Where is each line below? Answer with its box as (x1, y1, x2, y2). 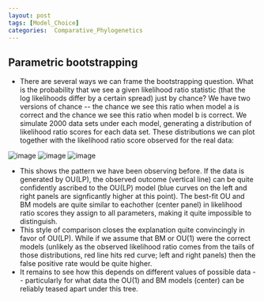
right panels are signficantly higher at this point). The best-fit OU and (19, 192, 245, 201)
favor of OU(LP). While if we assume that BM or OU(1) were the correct (19, 234, 251, 243)
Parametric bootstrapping (8, 55, 138, 69)
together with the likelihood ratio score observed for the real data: (19, 135, 235, 145)
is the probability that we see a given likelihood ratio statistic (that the (19, 85, 247, 95)
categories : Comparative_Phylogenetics (8, 26, 144, 34)
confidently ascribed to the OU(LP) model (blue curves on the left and (19, 183, 247, 192)
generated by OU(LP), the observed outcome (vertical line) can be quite (19, 175, 255, 185)
